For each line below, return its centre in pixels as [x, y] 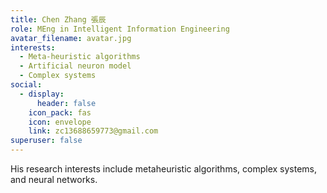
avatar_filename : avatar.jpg [71, 38]
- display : [42, 94]
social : [26, 85]
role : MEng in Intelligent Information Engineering [120, 29]
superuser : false [46, 141]
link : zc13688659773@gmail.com [93, 131]
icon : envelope [60, 122]
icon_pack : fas [60, 112]
